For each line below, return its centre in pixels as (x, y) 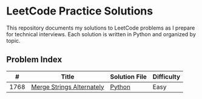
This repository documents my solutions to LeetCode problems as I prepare (101, 28)
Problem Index (34, 59)
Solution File (129, 77)
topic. (13, 40)
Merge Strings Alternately (68, 87)
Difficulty (167, 77)
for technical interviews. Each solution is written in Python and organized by (101, 34)
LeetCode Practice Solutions (80, 11)
